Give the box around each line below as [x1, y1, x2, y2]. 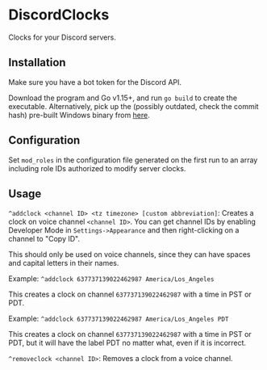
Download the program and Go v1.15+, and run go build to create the [8, 93, 238, 103]
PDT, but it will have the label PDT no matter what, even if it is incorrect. [8, 338, 247, 348]
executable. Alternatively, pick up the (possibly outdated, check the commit [8, 101, 260, 111]
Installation [8, 56, 66, 69]
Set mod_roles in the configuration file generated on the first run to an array [8, 155, 258, 165]
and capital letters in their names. [8, 259, 119, 268]
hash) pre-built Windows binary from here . [8, 110, 151, 120]
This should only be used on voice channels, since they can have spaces [8, 250, 251, 259]
